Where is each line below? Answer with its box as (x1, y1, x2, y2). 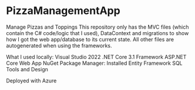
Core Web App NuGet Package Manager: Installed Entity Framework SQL (6, 60, 183, 67)
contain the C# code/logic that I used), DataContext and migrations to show (6, 29, 189, 36)
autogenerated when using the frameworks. (6, 42, 113, 49)
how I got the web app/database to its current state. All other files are (6, 36, 174, 43)
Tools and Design (6, 65, 48, 72)
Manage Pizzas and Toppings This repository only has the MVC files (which (6, 23, 189, 30)
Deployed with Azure (6, 77, 57, 84)
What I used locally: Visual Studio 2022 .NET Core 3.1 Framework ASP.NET (6, 53, 187, 60)
